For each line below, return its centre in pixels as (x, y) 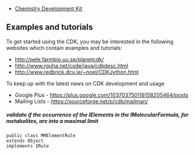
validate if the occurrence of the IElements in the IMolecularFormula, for (97, 115)
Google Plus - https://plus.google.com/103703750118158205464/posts (101, 95)
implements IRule (28, 146)
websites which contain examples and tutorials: (64, 48)
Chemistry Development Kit (48, 9)
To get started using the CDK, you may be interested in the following (90, 42)
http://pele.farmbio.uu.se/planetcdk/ (59, 59)
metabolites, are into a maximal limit (52, 121)
